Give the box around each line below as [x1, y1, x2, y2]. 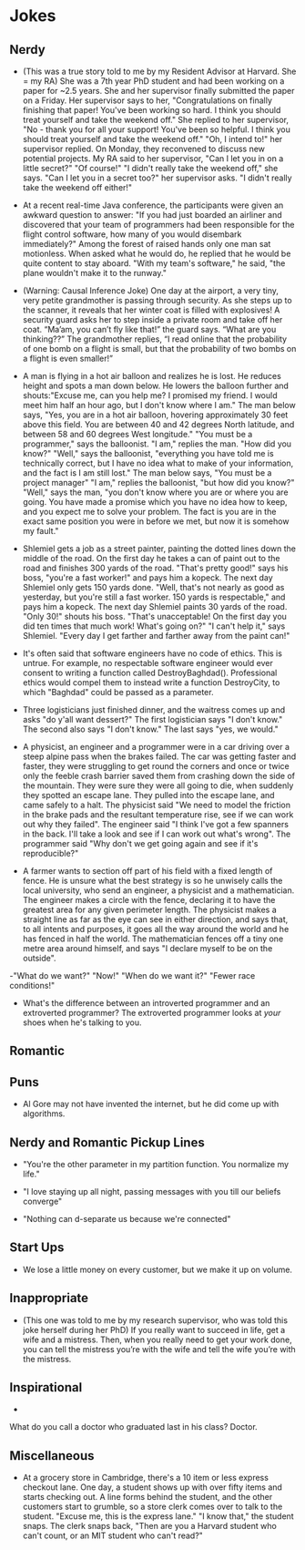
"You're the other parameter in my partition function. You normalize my [22, 1159, 290, 1170]
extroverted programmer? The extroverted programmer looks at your [22, 1008, 281, 1018]
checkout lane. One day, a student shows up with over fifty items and [22, 1482, 282, 1493]
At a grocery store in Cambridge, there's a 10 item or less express [22, 1473, 269, 1483]
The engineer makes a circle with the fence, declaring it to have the [22, 895, 276, 905]
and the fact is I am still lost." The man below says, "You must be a [22, 467, 272, 478]
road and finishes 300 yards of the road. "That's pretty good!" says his [22, 562, 289, 573]
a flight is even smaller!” [22, 353, 114, 364]
